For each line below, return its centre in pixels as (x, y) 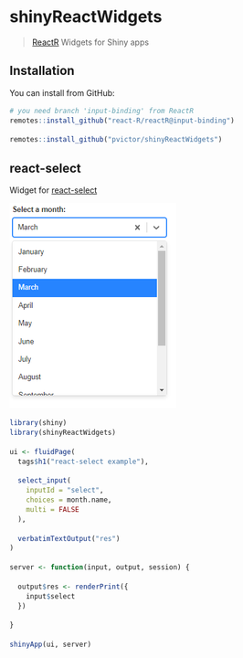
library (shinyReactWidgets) (63, 432)
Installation (42, 71)
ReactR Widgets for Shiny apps (90, 42)
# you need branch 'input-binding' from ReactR (102, 111)
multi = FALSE (53, 509)
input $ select (51, 596)
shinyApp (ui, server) (51, 645)
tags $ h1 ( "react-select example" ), (83, 462)
